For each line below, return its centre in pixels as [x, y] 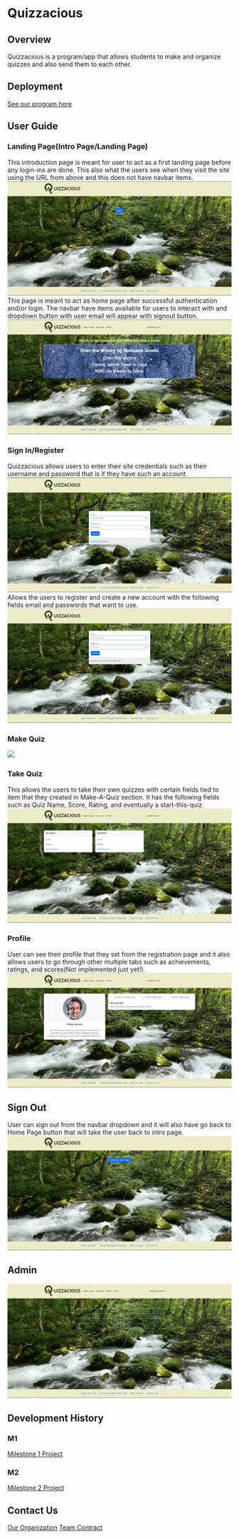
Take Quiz [25, 774]
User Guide [33, 126]
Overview [30, 40]
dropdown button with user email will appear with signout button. [103, 316]
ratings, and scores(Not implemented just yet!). [76, 969]
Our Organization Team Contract [55, 1528]
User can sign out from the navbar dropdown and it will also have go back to [119, 1125]
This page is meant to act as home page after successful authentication [112, 301]
